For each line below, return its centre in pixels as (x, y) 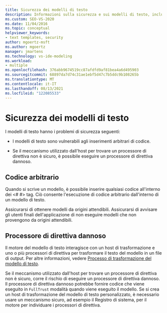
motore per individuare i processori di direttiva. (53, 305)
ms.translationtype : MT (30, 79)
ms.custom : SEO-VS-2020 (30, 19)
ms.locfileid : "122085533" (33, 93)
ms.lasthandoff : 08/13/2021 (34, 88)
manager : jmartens (24, 51)
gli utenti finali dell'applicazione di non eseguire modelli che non (71, 215)
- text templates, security (34, 38)
